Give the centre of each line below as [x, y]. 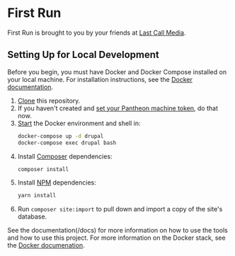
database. [32, 216]
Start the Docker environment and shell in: [79, 123]
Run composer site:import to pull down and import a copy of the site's [120, 209]
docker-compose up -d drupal [61, 136]
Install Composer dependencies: [65, 156]
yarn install [37, 196]
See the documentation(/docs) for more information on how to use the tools [117, 231]
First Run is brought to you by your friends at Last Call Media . [97, 33]
